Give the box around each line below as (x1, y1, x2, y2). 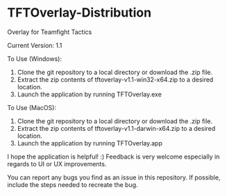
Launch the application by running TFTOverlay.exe (17, 90, 162, 98)
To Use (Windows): (7, 54, 62, 63)
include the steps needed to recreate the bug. (7, 180, 138, 188)
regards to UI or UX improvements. (7, 159, 107, 168)
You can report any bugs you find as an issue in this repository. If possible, (7, 173, 221, 181)
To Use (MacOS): (7, 103, 57, 112)
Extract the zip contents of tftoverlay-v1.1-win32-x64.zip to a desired (17, 75, 214, 84)
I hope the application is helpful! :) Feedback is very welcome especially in (7, 152, 220, 161)
